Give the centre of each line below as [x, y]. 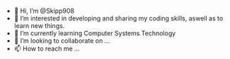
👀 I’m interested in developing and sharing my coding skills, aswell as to [119, 18]
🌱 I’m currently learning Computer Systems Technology [95, 33]
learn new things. [39, 26]
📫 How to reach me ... [47, 48]
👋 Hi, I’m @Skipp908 [44, 11]
